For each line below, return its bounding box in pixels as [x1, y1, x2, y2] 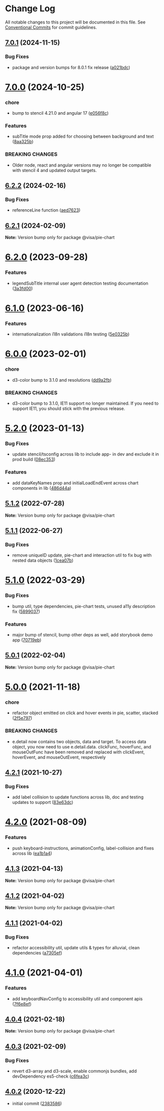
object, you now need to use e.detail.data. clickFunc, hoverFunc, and [12, 744, 152, 749]
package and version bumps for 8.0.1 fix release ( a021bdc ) [12, 64, 131, 70]
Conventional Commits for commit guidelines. [5, 24, 97, 30]
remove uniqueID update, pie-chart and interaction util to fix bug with [12, 552, 152, 558]
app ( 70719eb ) [12, 637, 42, 643]
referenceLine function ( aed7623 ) [12, 207, 81, 213]
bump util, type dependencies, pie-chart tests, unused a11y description [12, 603, 156, 609]
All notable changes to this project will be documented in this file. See [5, 19, 146, 25]
